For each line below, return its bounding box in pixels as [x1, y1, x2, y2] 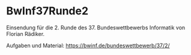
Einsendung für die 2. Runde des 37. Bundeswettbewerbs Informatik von [6, 24, 186, 31]
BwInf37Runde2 [6, 4, 89, 18]
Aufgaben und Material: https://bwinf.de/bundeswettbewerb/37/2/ [6, 42, 170, 49]
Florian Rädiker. [6, 30, 45, 37]
